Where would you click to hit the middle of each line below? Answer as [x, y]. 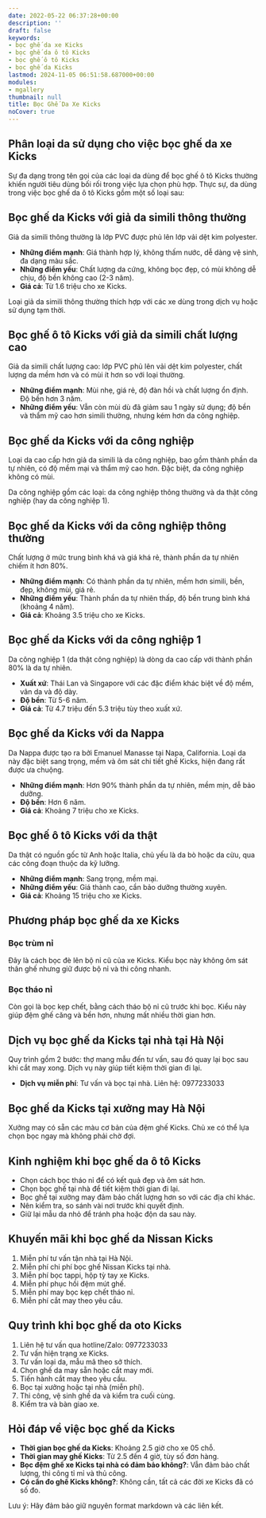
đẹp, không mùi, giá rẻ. [58, 590]
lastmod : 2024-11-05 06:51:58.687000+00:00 [81, 75]
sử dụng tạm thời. [37, 310]
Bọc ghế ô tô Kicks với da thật [83, 835]
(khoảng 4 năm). [47, 607]
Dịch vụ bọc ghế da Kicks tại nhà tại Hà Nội [116, 1040]
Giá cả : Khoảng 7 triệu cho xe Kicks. [79, 810]
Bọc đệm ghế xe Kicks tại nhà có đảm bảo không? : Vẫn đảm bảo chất [135, 1465]
